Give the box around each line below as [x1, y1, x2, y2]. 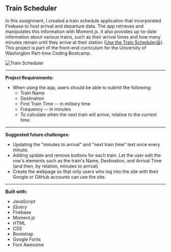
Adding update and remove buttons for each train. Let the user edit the [12, 152, 161, 158]
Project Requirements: [5, 74, 54, 80]
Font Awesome [12, 241, 44, 247]
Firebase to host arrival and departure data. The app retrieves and [5, 23, 144, 29]
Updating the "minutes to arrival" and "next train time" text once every [12, 141, 160, 147]
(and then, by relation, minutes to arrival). [12, 163, 100, 169]
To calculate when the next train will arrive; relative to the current [20, 111, 157, 118]
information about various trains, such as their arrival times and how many [5, 34, 161, 40]
